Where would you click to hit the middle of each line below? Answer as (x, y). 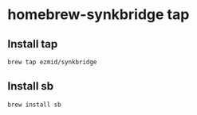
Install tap (33, 44)
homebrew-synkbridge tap (98, 15)
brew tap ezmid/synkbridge (52, 62)
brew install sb (34, 105)
